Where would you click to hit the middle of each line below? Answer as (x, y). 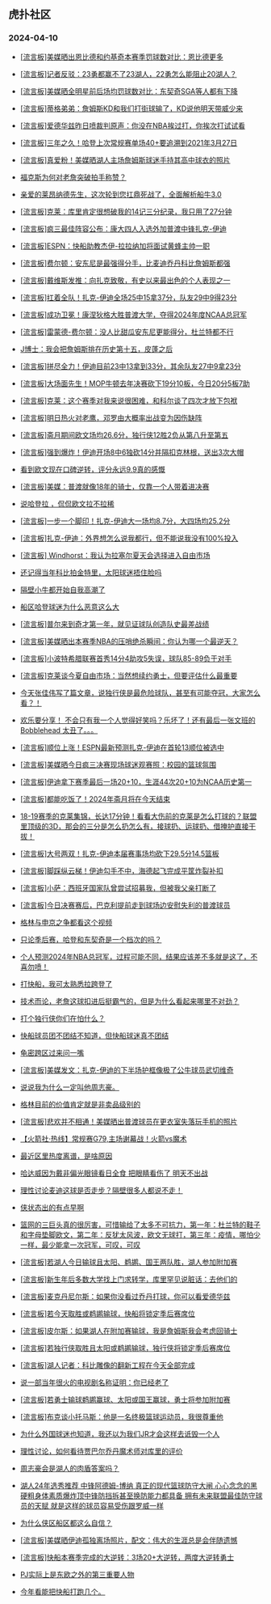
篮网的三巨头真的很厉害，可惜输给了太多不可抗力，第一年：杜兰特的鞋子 (140, 1225)
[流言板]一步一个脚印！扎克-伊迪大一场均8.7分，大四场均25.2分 (125, 521)
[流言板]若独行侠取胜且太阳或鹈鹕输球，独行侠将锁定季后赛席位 (125, 1348)
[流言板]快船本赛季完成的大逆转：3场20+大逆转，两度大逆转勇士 (127, 1557)
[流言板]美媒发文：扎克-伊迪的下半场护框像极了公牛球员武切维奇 (127, 1069)
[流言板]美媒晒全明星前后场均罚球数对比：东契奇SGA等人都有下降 (129, 91)
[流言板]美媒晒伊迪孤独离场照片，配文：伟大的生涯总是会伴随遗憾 (129, 1540)
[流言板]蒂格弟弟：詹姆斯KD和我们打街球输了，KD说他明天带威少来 (131, 108)
